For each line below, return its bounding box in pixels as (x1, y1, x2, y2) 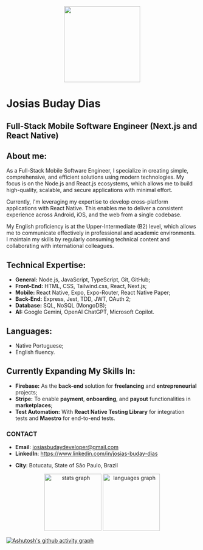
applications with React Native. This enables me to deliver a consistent (6, 205, 184, 212)
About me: (6, 151, 47, 161)
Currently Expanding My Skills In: (6, 366, 136, 376)
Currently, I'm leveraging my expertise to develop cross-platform (6, 198, 168, 205)
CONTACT (6, 430, 38, 438)
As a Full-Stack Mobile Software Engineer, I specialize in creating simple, (6, 167, 188, 174)
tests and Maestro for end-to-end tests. (15, 414, 115, 422)
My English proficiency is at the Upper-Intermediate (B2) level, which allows (6, 223, 196, 230)
